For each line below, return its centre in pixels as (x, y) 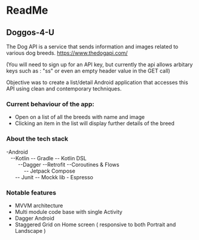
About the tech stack (37, 139)
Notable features (31, 192)
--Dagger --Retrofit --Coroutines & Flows (68, 164)
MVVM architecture (39, 205)
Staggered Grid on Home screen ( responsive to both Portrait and (95, 225)
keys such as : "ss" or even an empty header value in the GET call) (88, 71)
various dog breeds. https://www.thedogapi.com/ (67, 53)
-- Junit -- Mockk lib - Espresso (54, 177)
